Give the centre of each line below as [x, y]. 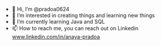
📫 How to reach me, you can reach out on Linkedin [75, 28]
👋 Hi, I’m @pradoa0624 [41, 9]
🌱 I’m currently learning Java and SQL [58, 22]
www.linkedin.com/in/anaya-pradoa [56, 37]
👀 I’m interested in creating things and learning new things [83, 15]
